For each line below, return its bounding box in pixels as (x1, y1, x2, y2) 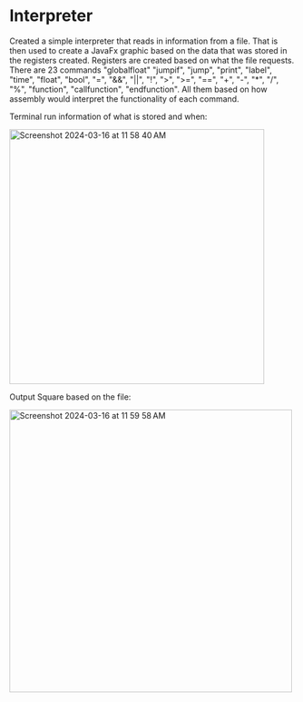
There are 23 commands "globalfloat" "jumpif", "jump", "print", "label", (9, 64, 272, 75)
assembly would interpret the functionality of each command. (9, 93, 239, 104)
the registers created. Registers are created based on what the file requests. (9, 54, 295, 65)
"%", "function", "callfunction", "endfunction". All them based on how (9, 84, 268, 94)
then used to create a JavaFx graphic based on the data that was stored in (9, 44, 288, 55)
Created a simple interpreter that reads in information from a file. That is (9, 35, 279, 46)
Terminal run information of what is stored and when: (9, 111, 208, 122)
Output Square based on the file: (9, 391, 132, 402)
